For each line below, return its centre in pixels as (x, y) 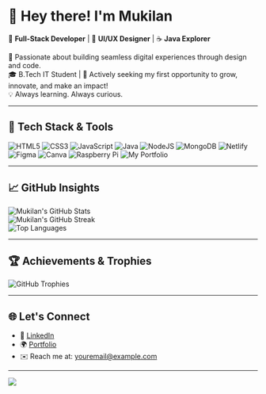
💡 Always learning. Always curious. (66, 94)
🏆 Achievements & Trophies (80, 261)
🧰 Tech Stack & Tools (61, 127)
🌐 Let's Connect (49, 316)
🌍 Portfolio (38, 345)
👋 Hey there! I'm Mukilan (90, 16)
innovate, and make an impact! (58, 86)
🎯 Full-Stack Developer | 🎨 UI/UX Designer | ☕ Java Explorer (110, 38)
